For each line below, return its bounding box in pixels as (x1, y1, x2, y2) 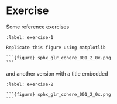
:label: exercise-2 (6, 81, 54, 87)
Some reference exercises (6, 23, 70, 30)
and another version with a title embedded (6, 70, 108, 77)
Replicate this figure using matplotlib (6, 45, 106, 51)
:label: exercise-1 (6, 34, 54, 40)
